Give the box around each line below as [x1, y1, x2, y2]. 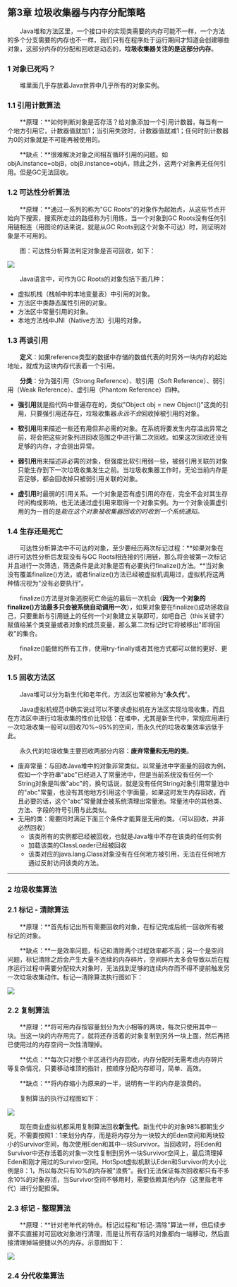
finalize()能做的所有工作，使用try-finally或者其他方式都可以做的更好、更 [19, 644, 228, 653]
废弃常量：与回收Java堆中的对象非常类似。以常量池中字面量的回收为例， [17, 761, 230, 770]
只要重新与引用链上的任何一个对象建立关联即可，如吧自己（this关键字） [19, 612, 228, 620]
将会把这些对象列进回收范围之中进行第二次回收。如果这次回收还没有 [30, 433, 228, 441]
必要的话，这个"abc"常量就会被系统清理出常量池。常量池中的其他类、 [23, 797, 226, 805]
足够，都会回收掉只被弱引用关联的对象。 [23, 475, 142, 483]
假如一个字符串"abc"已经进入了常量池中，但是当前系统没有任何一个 [17, 770, 214, 778]
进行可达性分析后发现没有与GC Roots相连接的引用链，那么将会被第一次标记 [7, 552, 227, 561]
